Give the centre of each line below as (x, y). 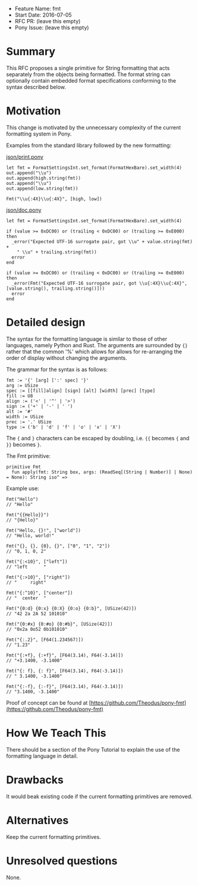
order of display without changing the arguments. (67, 358)
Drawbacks (35, 780)
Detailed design (46, 323)
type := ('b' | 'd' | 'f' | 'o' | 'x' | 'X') (63, 427)
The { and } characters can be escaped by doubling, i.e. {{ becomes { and (98, 438)
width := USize (25, 417)
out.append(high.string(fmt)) (44, 178)
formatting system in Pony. (39, 134)
